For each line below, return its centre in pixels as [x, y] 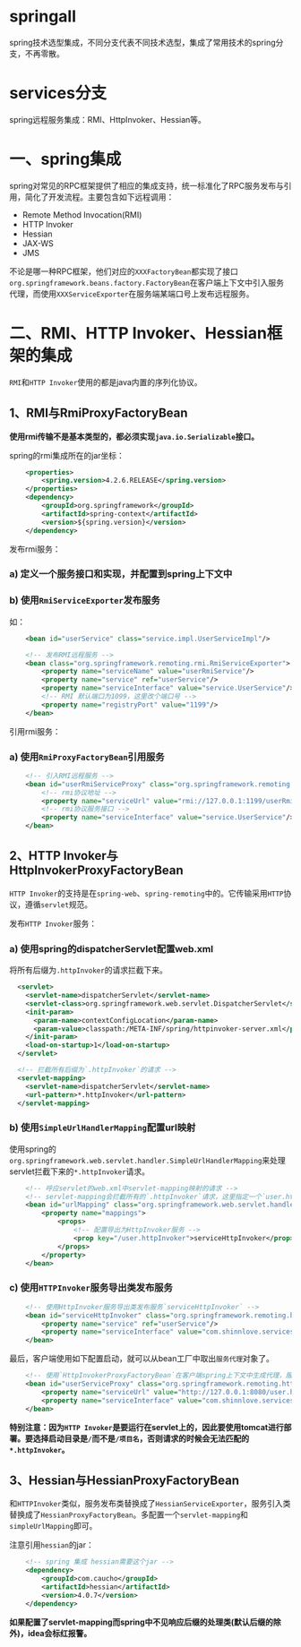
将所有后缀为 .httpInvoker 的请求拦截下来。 [88, 970]
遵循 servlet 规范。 [59, 904]
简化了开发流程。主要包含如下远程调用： [99, 197]
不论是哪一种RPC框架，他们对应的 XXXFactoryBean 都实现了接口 [124, 271]
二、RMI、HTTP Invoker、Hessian [138, 333]
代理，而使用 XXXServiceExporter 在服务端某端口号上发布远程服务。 [132, 294]
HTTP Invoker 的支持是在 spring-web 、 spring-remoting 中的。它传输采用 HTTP [146, 893]
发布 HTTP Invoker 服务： [53, 923]
